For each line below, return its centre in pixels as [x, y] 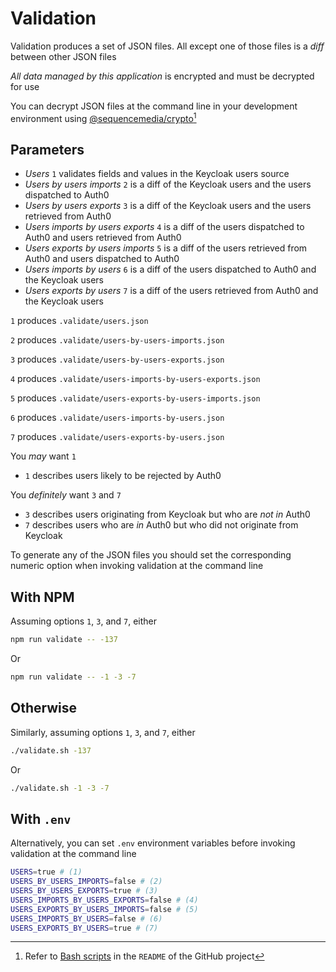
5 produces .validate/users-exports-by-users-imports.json [135, 398]
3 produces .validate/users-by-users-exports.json [117, 359]
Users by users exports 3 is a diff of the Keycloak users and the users [168, 206]
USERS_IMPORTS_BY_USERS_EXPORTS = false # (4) [104, 900]
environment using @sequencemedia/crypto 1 [103, 117]
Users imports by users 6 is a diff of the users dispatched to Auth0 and [170, 269]
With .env [41, 818]
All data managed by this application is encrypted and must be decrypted [162, 76]
